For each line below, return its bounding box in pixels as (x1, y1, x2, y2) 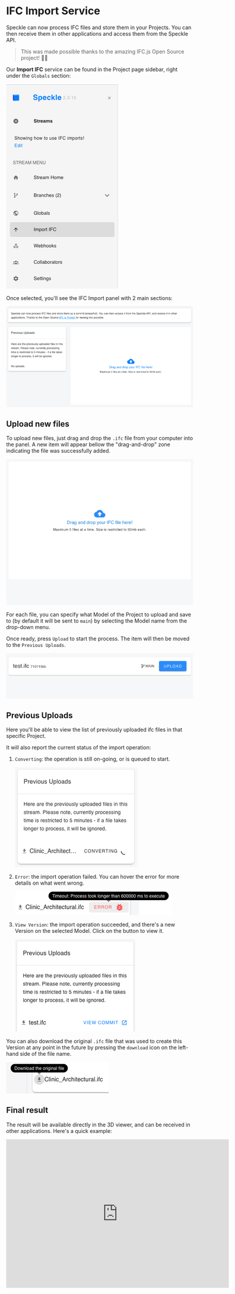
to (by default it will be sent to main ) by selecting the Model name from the (6, 617, 188, 624)
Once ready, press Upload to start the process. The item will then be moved (6, 635, 190, 642)
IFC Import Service (6, 4, 101, 18)
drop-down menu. (6, 624, 50, 631)
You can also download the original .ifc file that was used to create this (6, 1038, 182, 1045)
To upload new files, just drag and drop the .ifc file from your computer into (6, 434, 193, 441)
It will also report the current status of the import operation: (6, 744, 151, 751)
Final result (6, 1105, 49, 1115)
